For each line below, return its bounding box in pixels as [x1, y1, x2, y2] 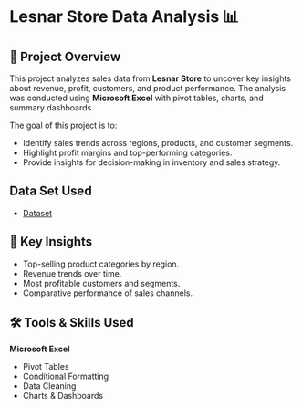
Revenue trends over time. [22, 267, 122, 278]
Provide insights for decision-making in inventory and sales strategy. [22, 157, 281, 168]
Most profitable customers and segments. [22, 277, 181, 288]
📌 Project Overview [9, 48, 121, 64]
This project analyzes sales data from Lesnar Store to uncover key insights [9, 73, 292, 84]
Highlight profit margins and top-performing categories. [22, 147, 233, 158]
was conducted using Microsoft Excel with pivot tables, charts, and [9, 92, 264, 103]
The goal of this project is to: [9, 120, 118, 131]
